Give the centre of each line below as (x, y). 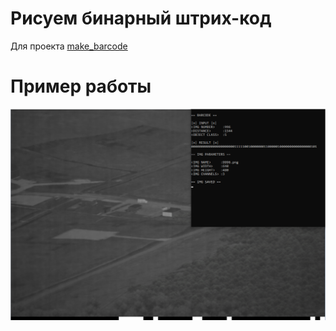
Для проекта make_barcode (69, 46)
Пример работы (81, 86)
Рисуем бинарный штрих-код (141, 18)
